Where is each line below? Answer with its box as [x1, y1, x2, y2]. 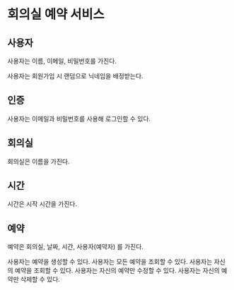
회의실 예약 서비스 [7, 6, 105, 23]
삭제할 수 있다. [20, 275, 60, 284]
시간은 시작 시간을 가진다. [7, 200, 78, 208]
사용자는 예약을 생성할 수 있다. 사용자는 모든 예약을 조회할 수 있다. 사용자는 [7, 258, 213, 266]
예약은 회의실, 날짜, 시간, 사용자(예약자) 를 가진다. [7, 243, 144, 251]
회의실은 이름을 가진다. [7, 157, 70, 166]
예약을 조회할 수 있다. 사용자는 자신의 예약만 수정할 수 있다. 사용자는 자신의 [14, 266, 221, 275]
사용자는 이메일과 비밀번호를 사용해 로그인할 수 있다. [7, 114, 151, 123]
